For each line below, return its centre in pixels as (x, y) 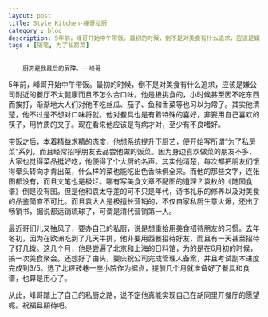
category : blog (35, 30)
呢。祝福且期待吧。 (40, 305)
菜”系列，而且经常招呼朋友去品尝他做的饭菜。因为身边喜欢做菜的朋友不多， (132, 152)
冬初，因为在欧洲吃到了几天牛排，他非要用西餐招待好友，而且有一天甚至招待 (134, 238)
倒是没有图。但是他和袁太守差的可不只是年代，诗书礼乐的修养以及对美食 (141, 192)
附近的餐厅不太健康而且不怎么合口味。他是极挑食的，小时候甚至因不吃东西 (137, 95)
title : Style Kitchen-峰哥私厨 (58, 23)
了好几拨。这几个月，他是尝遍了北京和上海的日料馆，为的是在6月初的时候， (133, 248)
